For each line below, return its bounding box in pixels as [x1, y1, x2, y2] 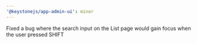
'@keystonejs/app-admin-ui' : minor [6, 8, 94, 15]
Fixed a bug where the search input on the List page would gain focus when [6, 25, 191, 32]
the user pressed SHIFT [6, 31, 64, 38]
